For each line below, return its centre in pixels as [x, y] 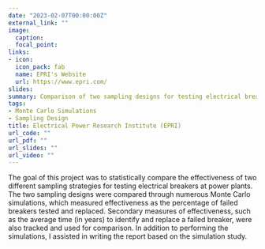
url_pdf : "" [28, 140]
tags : [17, 104]
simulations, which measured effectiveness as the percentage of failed [123, 203]
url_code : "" [30, 133]
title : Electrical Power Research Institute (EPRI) [95, 126]
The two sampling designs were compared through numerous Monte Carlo [129, 194]
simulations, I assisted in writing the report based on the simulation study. [128, 236]
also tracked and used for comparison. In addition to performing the [118, 228]
